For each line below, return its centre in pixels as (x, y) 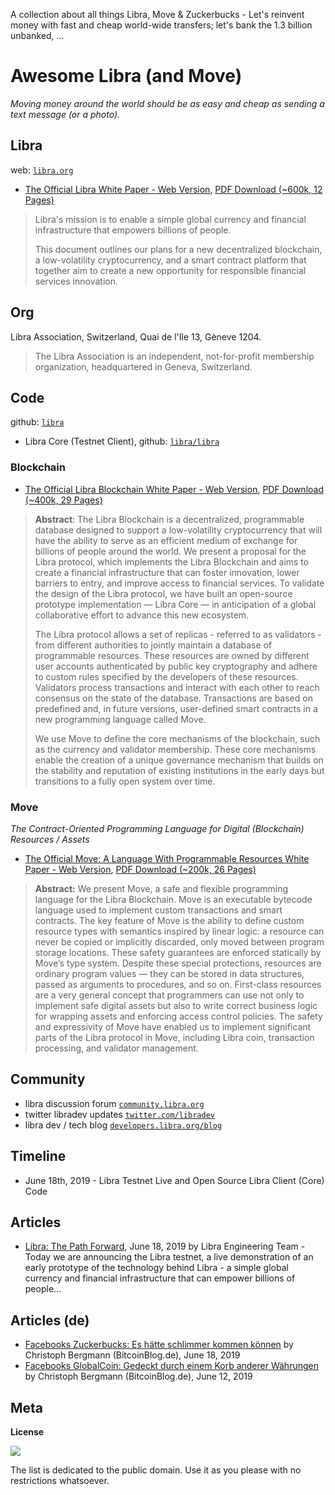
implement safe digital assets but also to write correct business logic (176, 1005)
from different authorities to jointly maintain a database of (153, 645)
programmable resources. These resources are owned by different (172, 655)
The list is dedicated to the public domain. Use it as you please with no (156, 1470)
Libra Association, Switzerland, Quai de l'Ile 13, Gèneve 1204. (136, 336)
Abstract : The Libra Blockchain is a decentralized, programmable (169, 519)
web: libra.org (42, 170)
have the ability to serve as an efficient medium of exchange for (166, 540)
